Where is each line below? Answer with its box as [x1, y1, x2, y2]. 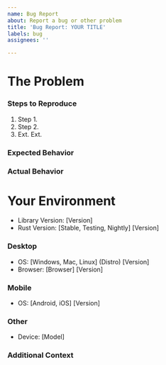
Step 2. [17, 122, 39, 131]
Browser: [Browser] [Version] [17, 265, 104, 274]
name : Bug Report [7, 10, 59, 18]
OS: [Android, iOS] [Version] [17, 298, 101, 307]
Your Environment [7, 193, 116, 209]
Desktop [7, 242, 38, 252]
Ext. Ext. [17, 130, 43, 138]
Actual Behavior [7, 167, 64, 176]
